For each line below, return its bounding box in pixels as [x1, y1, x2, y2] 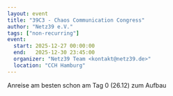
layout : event [7, 10, 49, 17]
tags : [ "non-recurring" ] [7, 29, 80, 37]
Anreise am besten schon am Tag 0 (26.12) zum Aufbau [7, 81, 167, 89]
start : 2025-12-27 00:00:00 [13, 42, 96, 49]
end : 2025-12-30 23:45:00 [13, 49, 96, 56]
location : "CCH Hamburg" [13, 62, 86, 69]
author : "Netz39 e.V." [7, 23, 73, 30]
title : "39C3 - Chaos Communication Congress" [7, 17, 145, 24]
